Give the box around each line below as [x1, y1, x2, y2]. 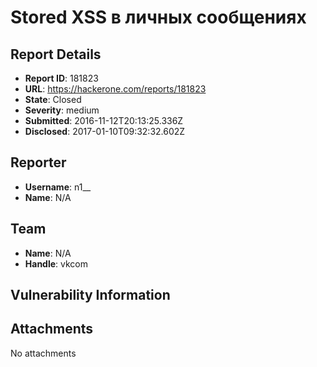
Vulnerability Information [10, 287, 171, 304]
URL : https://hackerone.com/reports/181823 [24, 83, 207, 95]
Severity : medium [24, 104, 100, 116]
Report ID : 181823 [24, 72, 99, 84]
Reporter [10, 154, 67, 171]
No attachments [10, 347, 77, 359]
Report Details [10, 46, 102, 63]
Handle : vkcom [24, 257, 88, 270]
